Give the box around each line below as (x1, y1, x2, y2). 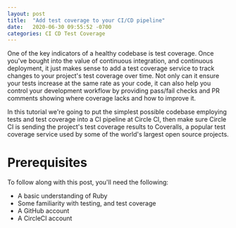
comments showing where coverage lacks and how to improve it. (7, 94, 196, 103)
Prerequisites (7, 155, 88, 171)
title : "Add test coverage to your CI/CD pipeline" (7, 17, 166, 24)
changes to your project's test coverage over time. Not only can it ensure (7, 72, 220, 80)
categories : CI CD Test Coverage (7, 30, 106, 37)
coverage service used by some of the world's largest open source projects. (7, 130, 229, 139)
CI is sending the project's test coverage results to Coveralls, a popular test (7, 122, 226, 131)
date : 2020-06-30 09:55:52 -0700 (7, 23, 112, 30)
